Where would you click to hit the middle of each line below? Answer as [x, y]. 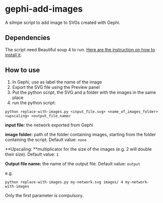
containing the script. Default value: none [46, 140]
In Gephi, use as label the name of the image [57, 82]
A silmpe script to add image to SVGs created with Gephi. [63, 22]
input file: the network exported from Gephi [49, 125]
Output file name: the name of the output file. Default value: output [73, 163]
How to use [22, 70]
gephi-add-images [44, 9]
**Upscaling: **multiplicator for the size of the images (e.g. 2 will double [79, 149]
